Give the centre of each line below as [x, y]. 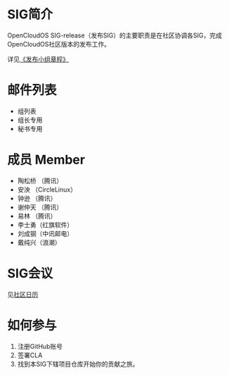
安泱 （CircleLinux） [47, 189]
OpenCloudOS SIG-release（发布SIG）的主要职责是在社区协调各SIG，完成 [115, 35]
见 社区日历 [23, 294]
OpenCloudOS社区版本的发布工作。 [59, 44]
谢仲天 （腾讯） [40, 207]
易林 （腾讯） [37, 216]
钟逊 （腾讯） [37, 198]
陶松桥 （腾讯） [40, 180]
